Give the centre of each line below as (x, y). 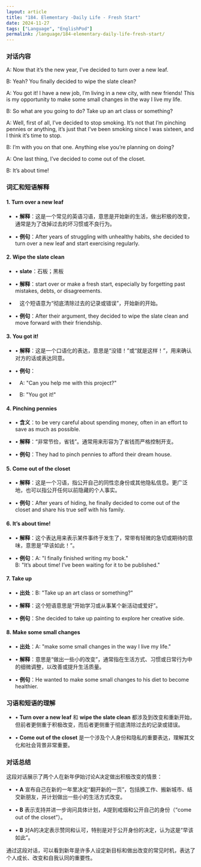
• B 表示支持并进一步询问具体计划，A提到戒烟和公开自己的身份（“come (103, 809)
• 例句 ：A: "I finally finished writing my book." (71, 558)
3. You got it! (22, 336)
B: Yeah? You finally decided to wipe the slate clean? (71, 81)
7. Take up (19, 579)
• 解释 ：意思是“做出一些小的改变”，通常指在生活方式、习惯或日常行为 (101, 659)
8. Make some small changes (43, 632)
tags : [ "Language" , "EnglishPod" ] (49, 29)
